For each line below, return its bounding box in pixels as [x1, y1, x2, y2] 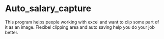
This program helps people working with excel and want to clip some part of [5, 19, 160, 25]
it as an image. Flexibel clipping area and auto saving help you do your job [5, 24, 155, 30]
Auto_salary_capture [5, 3, 92, 14]
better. [5, 29, 19, 35]
